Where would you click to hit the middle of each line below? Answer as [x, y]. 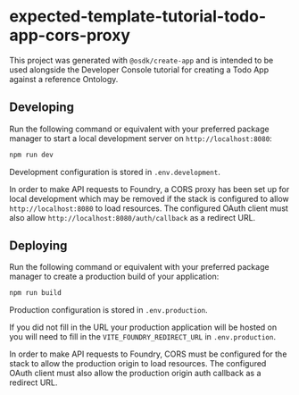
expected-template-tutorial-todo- [138, 17]
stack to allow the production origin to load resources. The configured [138, 364]
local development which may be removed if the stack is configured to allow [149, 198]
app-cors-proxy [70, 35]
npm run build [36, 293]
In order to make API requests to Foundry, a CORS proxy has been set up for [149, 189]
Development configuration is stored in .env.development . [115, 172]
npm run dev [31, 155]
